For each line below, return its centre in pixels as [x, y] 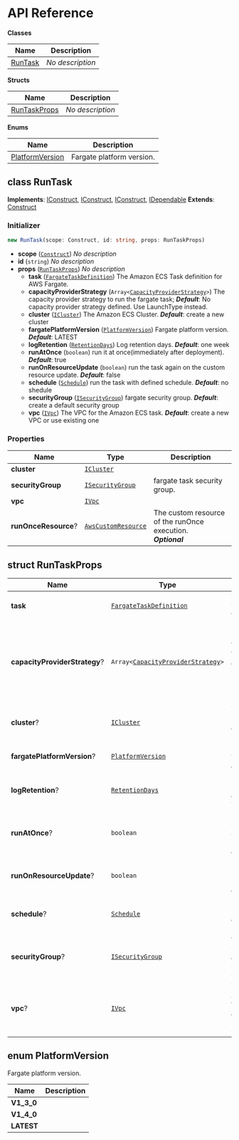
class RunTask [40, 182]
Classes [20, 33]
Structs [18, 80]
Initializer [24, 225]
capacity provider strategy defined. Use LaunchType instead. [118, 306]
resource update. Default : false [74, 375]
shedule [40, 390]
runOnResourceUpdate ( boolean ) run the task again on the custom [127, 367]
